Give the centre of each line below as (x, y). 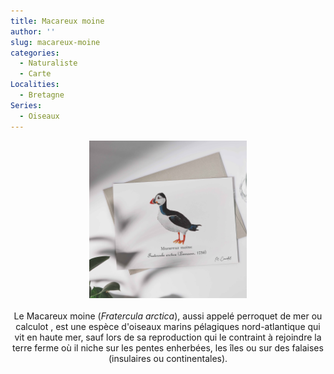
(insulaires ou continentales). (168, 358)
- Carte (35, 74)
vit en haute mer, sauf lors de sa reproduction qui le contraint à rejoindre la (168, 337)
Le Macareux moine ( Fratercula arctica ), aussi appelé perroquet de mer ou (168, 316)
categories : (35, 53)
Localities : (35, 85)
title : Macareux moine (57, 21)
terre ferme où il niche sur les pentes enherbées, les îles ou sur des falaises (168, 347)
